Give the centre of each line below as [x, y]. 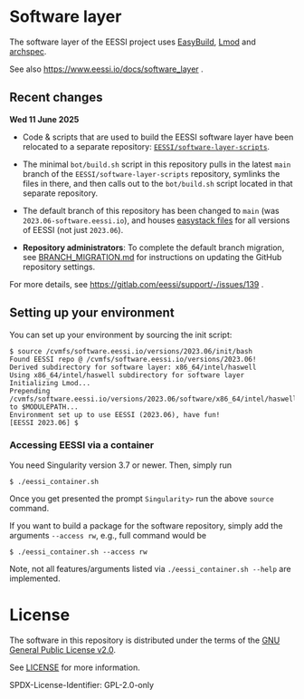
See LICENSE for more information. [75, 667]
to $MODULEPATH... [44, 407]
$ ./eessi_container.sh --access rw [78, 552]
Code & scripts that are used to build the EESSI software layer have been [158, 137]
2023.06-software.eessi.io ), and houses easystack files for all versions [156, 220]
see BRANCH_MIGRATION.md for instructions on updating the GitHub [152, 257]
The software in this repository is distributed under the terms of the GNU [145, 640]
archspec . [28, 51]
